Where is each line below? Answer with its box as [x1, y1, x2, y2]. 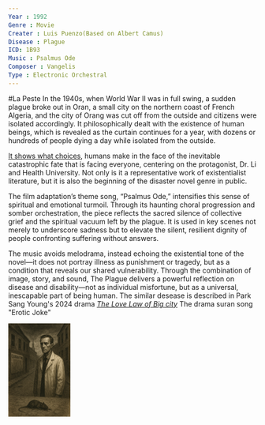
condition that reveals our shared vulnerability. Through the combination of [8, 265, 252, 275]
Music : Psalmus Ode [8, 55, 77, 62]
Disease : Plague [8, 38, 65, 46]
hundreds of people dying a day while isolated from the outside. [8, 135, 216, 145]
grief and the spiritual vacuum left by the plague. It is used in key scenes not [8, 216, 256, 226]
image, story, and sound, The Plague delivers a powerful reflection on [8, 273, 235, 284]
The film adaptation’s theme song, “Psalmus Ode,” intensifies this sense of [8, 191, 250, 201]
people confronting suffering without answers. [8, 233, 159, 243]
